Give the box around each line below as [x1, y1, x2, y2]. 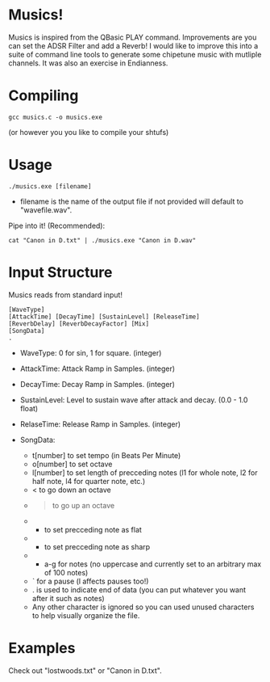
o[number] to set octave [31, 459, 113, 469]
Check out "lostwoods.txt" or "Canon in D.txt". [8, 665, 163, 676]
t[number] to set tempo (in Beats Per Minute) [31, 450, 181, 460]
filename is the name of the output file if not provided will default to [19, 196, 244, 206]
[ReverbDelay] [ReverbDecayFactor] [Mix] [8, 319, 150, 328]
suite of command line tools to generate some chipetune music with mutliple [8, 49, 262, 59]
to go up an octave [52, 500, 115, 510]
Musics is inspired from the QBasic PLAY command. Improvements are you [8, 32, 257, 42]
